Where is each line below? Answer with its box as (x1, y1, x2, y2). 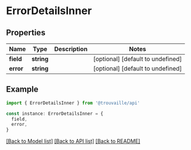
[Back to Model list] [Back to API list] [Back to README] (6, 138, 141, 145)
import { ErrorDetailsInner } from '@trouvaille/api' (6, 100, 141, 106)
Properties (6, 28, 46, 38)
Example (6, 84, 39, 95)
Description (54, 45, 88, 53)
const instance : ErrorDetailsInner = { (6, 111, 104, 116)
